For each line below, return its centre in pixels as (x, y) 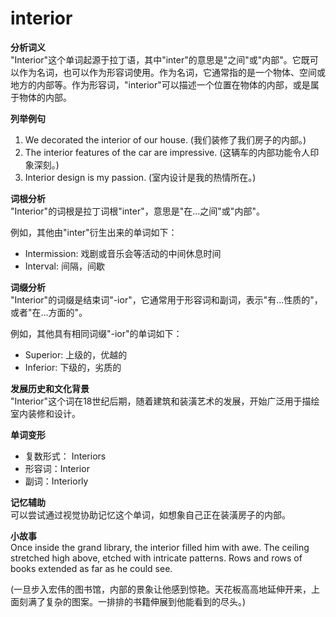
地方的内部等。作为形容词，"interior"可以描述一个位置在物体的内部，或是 (160, 84)
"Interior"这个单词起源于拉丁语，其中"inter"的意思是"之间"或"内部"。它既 (160, 59)
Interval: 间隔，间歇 (64, 266)
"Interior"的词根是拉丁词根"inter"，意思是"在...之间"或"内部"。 (137, 211)
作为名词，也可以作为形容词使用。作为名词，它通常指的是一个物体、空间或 (172, 72)
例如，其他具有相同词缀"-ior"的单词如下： (96, 333)
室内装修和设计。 (45, 413)
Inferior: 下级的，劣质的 (73, 367)
